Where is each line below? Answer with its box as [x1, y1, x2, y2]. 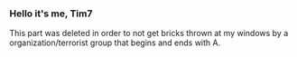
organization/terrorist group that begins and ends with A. [9, 37, 221, 48]
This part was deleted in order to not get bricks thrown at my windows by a [9, 28, 289, 39]
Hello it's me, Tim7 [9, 7, 93, 20]
